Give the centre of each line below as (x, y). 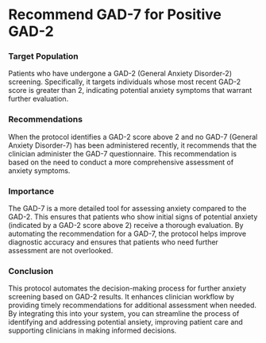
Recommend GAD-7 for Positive (115, 15)
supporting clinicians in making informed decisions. (93, 330)
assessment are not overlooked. (61, 251)
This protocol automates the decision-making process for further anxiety (127, 288)
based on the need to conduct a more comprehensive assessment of (121, 162)
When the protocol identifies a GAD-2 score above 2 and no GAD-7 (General (133, 137)
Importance (31, 191)
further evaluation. (39, 99)
